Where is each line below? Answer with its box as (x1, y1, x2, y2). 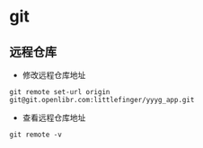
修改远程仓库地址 (22, 70, 86, 80)
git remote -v (9, 130, 63, 139)
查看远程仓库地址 (22, 112, 86, 123)
